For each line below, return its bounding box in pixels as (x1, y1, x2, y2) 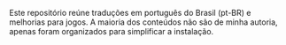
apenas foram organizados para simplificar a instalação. (9, 26, 214, 36)
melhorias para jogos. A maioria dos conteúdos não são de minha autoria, (9, 17, 278, 27)
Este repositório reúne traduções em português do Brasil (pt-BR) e (9, 8, 251, 18)
